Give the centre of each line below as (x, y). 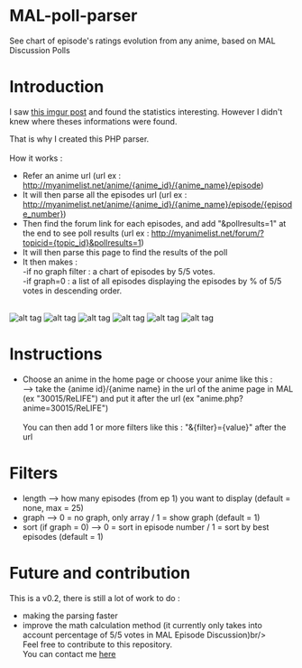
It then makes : (50, 262)
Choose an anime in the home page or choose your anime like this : (147, 379)
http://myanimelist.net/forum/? (207, 233)
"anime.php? (220, 398)
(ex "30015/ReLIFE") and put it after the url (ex (108, 398)
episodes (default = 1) (63, 536)
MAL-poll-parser (73, 16)
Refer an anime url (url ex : (72, 175)
